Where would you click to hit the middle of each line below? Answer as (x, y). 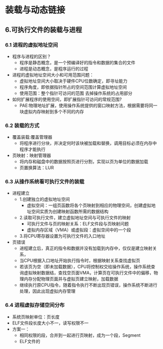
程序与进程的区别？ (32, 56)
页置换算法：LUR (36, 168)
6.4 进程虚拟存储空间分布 (35, 305)
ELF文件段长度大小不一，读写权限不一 (50, 323)
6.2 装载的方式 (22, 125)
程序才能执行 (32, 150)
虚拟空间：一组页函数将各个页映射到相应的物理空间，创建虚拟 (89, 205)
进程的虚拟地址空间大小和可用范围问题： (53, 75)
